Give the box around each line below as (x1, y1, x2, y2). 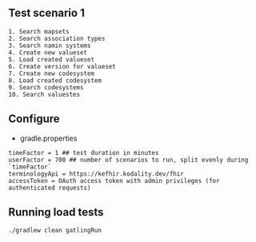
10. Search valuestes (8, 90, 81, 98)
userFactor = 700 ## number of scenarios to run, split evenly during (8, 156, 249, 164)
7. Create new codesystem (8, 69, 94, 77)
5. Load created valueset (8, 55, 94, 63)
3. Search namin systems (8, 42, 91, 50)
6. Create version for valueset (8, 62, 116, 70)
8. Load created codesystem (8, 76, 102, 85)
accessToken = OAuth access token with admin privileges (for (8, 177, 220, 184)
